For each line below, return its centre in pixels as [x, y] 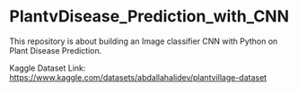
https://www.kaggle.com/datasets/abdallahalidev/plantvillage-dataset [138, 77]
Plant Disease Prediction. [56, 50]
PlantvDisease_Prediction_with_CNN [149, 17]
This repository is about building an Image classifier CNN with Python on [144, 41]
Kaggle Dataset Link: [48, 68]
